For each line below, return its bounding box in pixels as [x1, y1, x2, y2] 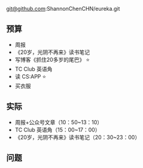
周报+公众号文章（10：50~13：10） [14, 118, 103, 125]
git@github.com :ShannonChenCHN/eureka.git [6, 5, 120, 12]
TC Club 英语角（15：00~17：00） [14, 126, 101, 133]
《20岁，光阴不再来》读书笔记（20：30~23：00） [14, 133, 141, 140]
